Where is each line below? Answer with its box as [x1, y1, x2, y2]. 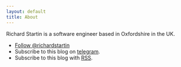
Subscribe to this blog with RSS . [14, 54, 93, 61]
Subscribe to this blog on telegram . [14, 48, 100, 55]
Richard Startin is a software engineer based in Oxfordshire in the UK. [6, 30, 175, 37]
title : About [6, 14, 38, 20]
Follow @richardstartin [14, 42, 70, 49]
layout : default [6, 8, 46, 15]
